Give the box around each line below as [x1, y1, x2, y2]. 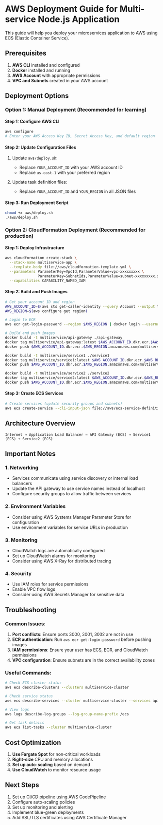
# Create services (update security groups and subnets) [5, 401, 123, 406]
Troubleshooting [5, 605, 57, 614]
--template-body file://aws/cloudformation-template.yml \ [9, 264, 131, 270]
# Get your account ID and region [5, 300, 75, 304]
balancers [12, 481, 33, 487]
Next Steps [5, 781, 39, 789]
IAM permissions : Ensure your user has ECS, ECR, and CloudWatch [12, 647, 148, 653]
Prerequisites [5, 49, 47, 57]
